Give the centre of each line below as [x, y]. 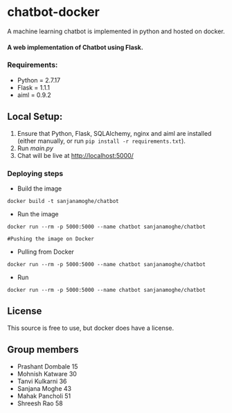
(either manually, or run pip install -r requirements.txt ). [101, 141]
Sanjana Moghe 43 [44, 388]
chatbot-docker [54, 12]
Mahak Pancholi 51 [44, 396]
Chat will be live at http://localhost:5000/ [75, 155]
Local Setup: [35, 117]
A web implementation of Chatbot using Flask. [75, 47]
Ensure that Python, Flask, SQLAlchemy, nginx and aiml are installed [114, 133]
